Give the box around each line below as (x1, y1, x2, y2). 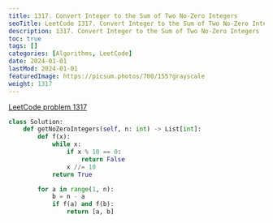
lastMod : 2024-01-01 (8, 65, 79, 73)
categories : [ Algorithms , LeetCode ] (8, 49, 132, 58)
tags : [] (8, 42, 38, 50)
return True (51, 170, 93, 178)
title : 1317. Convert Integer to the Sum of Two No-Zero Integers (8, 11, 238, 20)
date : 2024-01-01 (8, 58, 67, 66)
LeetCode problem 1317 (8, 102, 88, 112)
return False (80, 155, 126, 163)
